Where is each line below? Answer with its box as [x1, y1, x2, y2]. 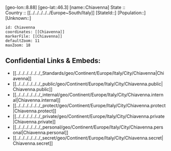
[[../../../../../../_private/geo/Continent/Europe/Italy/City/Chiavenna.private [12, 113, 165, 119]
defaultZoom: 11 [5, 38, 40, 43]
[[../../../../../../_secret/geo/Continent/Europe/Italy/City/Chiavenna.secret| [12, 135, 164, 141]
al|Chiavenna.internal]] [12, 97, 61, 103]
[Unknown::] [5, 15, 32, 21]
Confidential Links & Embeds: [5, 56, 101, 65]
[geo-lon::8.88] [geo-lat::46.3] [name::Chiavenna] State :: [5, 5, 126, 10]
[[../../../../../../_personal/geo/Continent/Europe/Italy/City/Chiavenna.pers [12, 124, 164, 130]
